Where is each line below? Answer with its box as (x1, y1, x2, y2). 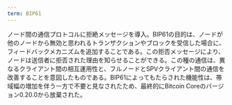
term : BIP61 (7, 10, 42, 17)
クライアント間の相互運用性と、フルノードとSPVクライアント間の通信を (19, 64, 225, 73)
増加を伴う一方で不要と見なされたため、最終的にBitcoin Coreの (25, 82, 206, 90)
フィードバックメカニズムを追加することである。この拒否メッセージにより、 (7, 47, 225, 55)
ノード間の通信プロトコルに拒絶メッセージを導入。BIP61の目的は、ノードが (7, 30, 223, 38)
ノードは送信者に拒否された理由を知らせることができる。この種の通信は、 (7, 56, 220, 64)
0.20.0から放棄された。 (19, 90, 87, 99)
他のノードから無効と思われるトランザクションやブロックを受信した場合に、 (7, 39, 225, 47)
